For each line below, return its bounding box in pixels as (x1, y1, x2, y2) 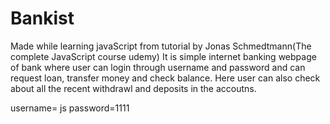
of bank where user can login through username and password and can (10, 61, 306, 73)
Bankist (10, 7, 75, 30)
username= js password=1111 (10, 102, 130, 114)
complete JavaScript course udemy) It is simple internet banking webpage (10, 50, 317, 62)
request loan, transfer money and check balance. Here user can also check (10, 72, 321, 84)
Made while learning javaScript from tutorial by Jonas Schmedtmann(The (10, 40, 312, 52)
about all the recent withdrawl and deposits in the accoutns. (10, 82, 257, 94)
